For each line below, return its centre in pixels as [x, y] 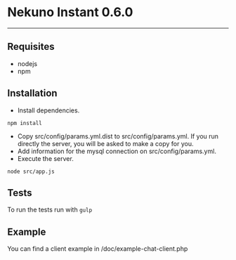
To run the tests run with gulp [50, 210]
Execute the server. [45, 158]
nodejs [27, 63]
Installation [32, 93]
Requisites [31, 47]
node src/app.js [31, 171]
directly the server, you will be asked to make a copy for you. [105, 143]
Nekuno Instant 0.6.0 [70, 12]
